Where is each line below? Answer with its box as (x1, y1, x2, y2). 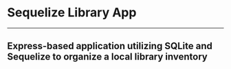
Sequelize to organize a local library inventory (7, 51, 208, 63)
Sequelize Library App (7, 5, 137, 20)
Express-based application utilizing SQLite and (7, 40, 213, 52)
